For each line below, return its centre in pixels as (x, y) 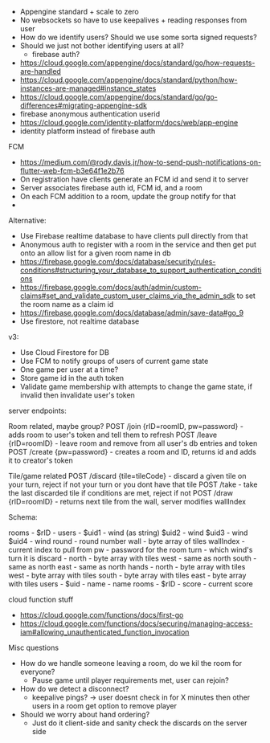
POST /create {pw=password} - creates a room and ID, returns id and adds (133, 452)
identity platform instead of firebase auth (88, 131)
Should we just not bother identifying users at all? (102, 46)
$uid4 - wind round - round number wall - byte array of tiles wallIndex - (127, 541)
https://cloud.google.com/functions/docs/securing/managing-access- (136, 623)
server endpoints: (37, 410)
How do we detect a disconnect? (74, 689)
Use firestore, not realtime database (80, 321)
